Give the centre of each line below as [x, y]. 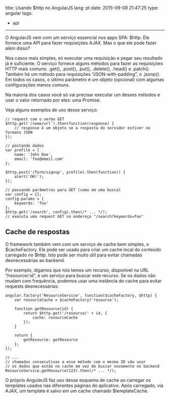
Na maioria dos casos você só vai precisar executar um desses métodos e [83, 95]
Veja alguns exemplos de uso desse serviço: [52, 110]
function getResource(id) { [44, 308]
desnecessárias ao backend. [35, 260]
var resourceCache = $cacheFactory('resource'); [67, 300]
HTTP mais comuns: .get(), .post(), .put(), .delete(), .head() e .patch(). [78, 69]
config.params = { [25, 199]
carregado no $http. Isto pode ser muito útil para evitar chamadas [74, 255]
